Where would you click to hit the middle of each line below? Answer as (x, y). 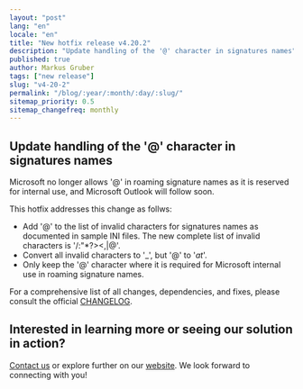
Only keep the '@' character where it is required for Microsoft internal (151, 265)
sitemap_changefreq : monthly (64, 110)
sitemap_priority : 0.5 (52, 101)
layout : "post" (38, 18)
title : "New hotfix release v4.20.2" (80, 43)
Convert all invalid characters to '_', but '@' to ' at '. (115, 255)
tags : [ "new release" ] (52, 77)
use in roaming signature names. (83, 275)
